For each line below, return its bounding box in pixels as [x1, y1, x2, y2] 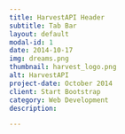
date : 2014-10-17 [9, 46, 74, 55]
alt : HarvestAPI [9, 71, 69, 80]
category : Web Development [9, 95, 109, 105]
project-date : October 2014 [9, 79, 113, 88]
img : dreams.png [9, 54, 69, 63]
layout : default [9, 29, 69, 38]
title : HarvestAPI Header [9, 12, 105, 22]
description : [9, 104, 58, 113]
